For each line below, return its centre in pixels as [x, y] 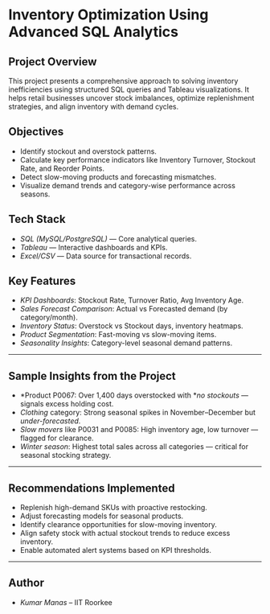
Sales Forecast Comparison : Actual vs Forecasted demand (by [124, 309]
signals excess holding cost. [67, 404]
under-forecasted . [50, 421]
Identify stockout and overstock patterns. [88, 151]
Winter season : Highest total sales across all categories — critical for [134, 447]
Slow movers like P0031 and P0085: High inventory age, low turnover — [139, 430]
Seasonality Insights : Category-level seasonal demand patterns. [126, 343]
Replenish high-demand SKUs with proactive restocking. [113, 508]
